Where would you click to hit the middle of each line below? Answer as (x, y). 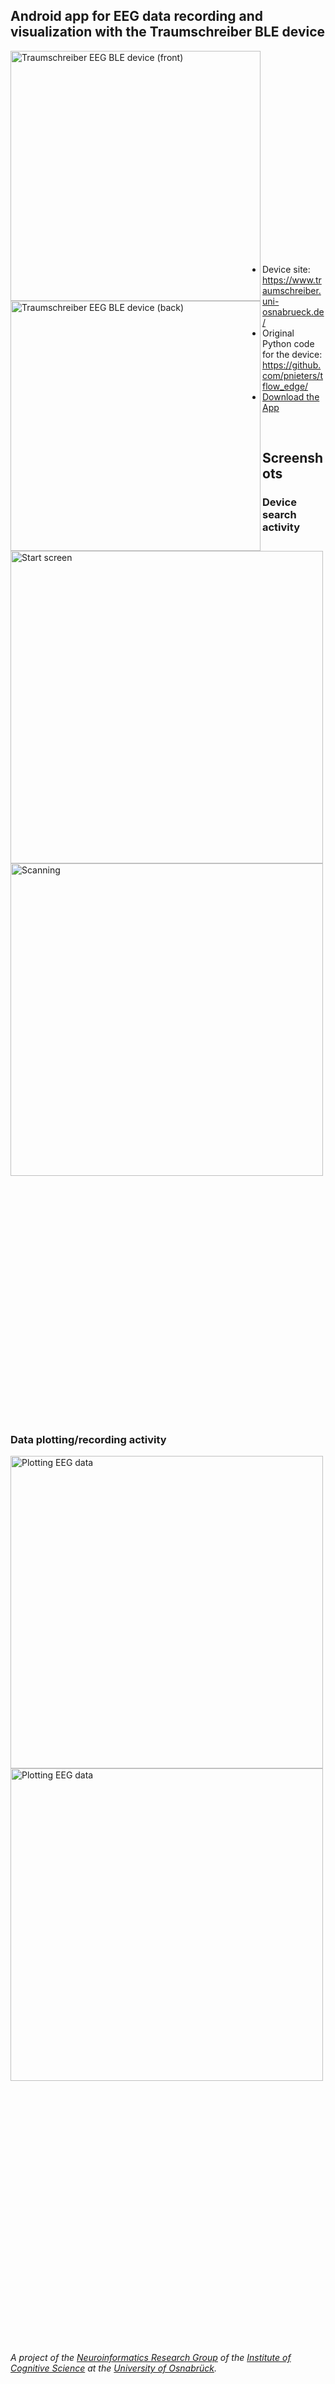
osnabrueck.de (293, 311)
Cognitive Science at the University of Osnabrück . (114, 2368)
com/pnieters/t (292, 375)
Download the (291, 396)
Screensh (293, 458)
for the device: (292, 354)
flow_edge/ (285, 386)
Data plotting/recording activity (88, 1439)
